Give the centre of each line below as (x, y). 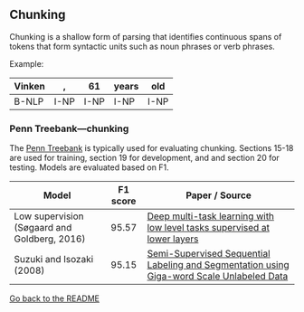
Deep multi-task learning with (210, 216)
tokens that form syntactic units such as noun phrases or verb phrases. (142, 46)
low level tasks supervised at (208, 228)
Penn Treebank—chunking (69, 128)
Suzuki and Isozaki (54, 260)
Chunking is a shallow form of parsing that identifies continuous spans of (146, 36)
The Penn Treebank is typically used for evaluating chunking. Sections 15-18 (152, 148)
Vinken (29, 86)
